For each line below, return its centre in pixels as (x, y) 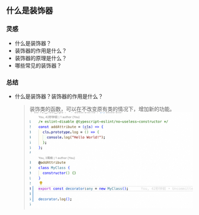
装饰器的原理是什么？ (41, 58)
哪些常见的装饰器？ (38, 65)
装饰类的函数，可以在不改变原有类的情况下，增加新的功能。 (102, 109)
